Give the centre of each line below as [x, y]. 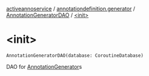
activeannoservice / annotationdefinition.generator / [71, 9]
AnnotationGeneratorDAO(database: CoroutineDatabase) [75, 55]
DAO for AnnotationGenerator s [44, 66]
